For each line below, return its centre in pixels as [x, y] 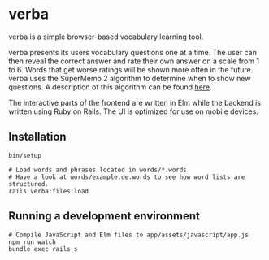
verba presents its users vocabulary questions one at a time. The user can [133, 52]
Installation [37, 137]
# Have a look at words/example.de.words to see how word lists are [127, 177]
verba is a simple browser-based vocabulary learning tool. [106, 37]
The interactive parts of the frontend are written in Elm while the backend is [135, 102]
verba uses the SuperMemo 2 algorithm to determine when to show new [130, 78]
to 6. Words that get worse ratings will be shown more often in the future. [131, 69]
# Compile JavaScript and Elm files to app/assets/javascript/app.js [129, 235]
